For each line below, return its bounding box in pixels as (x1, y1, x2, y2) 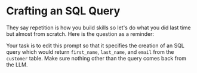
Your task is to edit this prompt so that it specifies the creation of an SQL (6, 42, 185, 49)
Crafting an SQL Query (6, 4, 121, 18)
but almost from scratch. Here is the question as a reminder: (6, 30, 154, 37)
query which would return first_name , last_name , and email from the (6, 48, 174, 55)
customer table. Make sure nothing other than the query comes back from (6, 54, 187, 62)
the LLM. (6, 61, 28, 68)
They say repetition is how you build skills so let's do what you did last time (6, 24, 191, 31)
